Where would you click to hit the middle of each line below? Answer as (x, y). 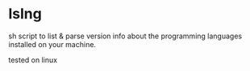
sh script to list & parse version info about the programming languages (125, 36)
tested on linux (33, 60)
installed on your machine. (52, 44)
